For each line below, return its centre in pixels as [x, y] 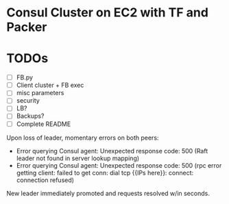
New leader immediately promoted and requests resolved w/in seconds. [108, 193]
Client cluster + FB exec [50, 85]
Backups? [30, 116]
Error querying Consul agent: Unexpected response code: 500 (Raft [112, 151]
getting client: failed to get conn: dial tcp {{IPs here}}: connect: [105, 173]
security [28, 101]
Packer [27, 27]
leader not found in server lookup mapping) [78, 158]
